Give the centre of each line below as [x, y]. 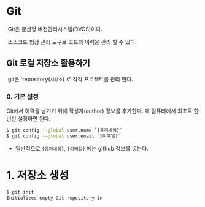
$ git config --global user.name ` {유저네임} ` [64, 130]
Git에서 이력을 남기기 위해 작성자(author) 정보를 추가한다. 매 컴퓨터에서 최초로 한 [103, 111]
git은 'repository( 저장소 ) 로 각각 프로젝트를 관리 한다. [70, 79]
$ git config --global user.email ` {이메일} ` [64, 136]
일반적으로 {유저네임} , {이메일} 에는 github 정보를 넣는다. [82, 148]
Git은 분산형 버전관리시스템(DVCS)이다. [55, 29]
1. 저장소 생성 [38, 175]
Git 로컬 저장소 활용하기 [48, 63]
